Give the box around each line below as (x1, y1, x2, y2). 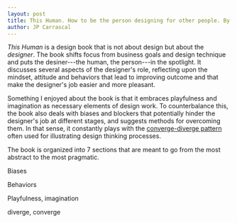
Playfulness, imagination (7, 194, 79, 202)
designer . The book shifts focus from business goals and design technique (7, 50, 226, 59)
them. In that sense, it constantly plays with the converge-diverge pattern (7, 125, 222, 133)
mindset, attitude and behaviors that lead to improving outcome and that (7, 73, 219, 81)
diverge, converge (7, 208, 61, 217)
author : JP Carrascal (7, 23, 72, 30)
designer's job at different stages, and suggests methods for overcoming (7, 117, 221, 125)
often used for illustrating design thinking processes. (7, 132, 162, 140)
